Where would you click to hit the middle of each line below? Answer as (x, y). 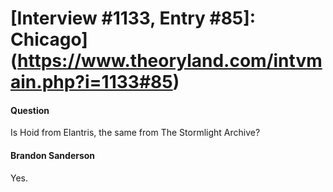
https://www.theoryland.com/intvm (170, 61)
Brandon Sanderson (53, 155)
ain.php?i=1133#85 (91, 82)
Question (30, 110)
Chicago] (49, 39)
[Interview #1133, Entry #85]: (133, 18)
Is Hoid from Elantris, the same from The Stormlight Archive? (135, 133)
